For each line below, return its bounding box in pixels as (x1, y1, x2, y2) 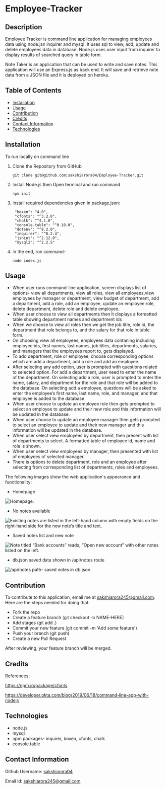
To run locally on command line (5, 154, 69, 159)
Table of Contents (5, 86, 62, 95)
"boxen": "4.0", (14, 209, 49, 214)
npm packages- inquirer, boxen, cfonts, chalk (12, 735, 105, 741)
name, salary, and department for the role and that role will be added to (12, 380, 158, 386)
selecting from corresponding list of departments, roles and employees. (12, 464, 159, 470)
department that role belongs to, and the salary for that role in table (12, 327, 150, 333)
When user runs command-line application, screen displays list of (12, 285, 147, 291)
